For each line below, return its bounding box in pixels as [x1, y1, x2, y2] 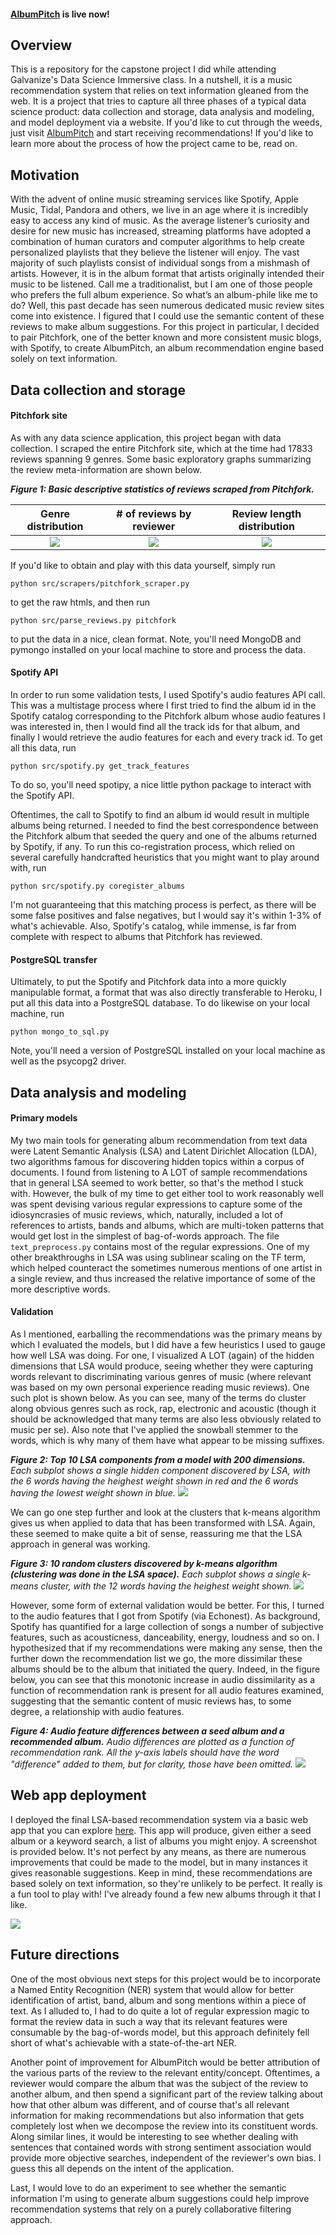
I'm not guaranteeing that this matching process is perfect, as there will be [10, 899, 317, 911]
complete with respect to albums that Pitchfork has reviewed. [10, 931, 263, 943]
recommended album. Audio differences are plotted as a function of [10, 1736, 295, 1748]
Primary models [10, 1112, 78, 1124]
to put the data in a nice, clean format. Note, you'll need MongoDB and [10, 633, 302, 645]
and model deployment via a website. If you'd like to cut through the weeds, [10, 116, 323, 129]
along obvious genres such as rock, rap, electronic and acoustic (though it [10, 1403, 317, 1415]
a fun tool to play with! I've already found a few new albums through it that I [10, 1888, 322, 1900]
